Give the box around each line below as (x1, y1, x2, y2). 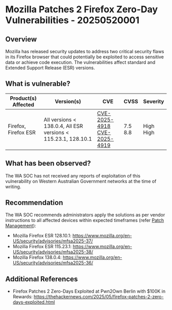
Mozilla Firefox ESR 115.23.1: (12, 243, 72, 250)
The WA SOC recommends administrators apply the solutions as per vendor (5, 212, 165, 218)
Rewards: (12, 294, 33, 300)
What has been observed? (5, 159, 91, 168)
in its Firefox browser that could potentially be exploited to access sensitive (5, 54, 164, 60)
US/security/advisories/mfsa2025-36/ (12, 260, 94, 266)
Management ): (5, 223, 36, 229)
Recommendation (5, 198, 63, 207)
